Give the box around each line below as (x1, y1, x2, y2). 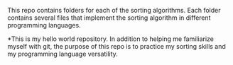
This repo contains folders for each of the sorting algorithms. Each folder (7, 6, 222, 14)
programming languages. (7, 21, 81, 29)
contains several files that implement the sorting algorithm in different (7, 13, 211, 22)
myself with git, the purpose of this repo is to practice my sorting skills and (7, 42, 226, 50)
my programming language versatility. (7, 49, 119, 58)
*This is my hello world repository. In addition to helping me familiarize (7, 35, 215, 43)
